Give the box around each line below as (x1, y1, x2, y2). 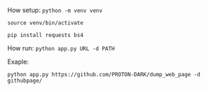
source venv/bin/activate (7, 20, 83, 27)
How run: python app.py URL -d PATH (7, 44, 115, 52)
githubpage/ (7, 77, 42, 84)
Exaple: (7, 57, 30, 66)
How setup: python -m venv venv (7, 6, 102, 14)
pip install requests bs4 (7, 31, 83, 38)
